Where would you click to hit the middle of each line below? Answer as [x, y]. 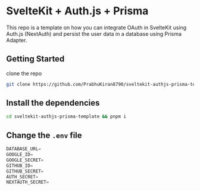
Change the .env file [44, 135]
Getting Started [35, 59]
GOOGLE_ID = [20, 155]
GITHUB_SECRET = [25, 171]
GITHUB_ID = [20, 165]
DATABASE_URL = [24, 149]
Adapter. [17, 40]
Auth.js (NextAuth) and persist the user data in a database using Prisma [94, 33]
